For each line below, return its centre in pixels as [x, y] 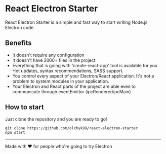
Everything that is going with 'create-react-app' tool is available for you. [85, 65]
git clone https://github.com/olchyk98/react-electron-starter [72, 128]
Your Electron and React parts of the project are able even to [74, 86]
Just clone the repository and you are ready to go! [56, 119]
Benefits [19, 43]
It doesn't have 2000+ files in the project [54, 60]
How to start [24, 107]
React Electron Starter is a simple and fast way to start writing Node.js [76, 22]
